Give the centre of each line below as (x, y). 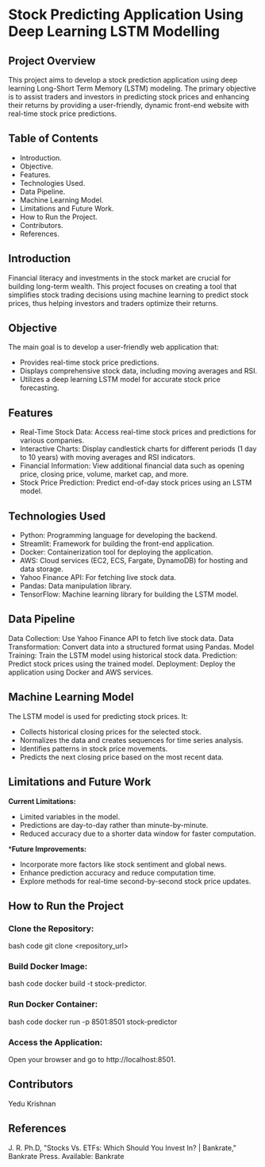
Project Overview (52, 61)
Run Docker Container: (53, 1004)
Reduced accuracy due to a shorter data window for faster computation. (138, 833)
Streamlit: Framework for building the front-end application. (117, 544)
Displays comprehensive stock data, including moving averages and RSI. (138, 371)
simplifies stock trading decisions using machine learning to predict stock (129, 295)
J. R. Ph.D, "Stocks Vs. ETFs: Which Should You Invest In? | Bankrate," (122, 1148)
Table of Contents (54, 139)
